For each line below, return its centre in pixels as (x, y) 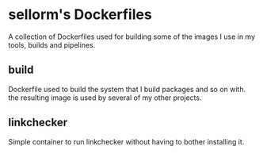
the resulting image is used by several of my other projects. (105, 98)
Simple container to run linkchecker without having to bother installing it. (126, 141)
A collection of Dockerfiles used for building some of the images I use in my (132, 37)
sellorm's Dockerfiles (80, 15)
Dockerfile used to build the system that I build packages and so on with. (127, 89)
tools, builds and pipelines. (52, 44)
